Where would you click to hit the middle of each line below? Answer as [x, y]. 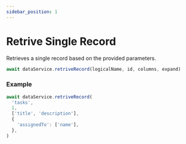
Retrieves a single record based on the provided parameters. [81, 58]
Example [19, 85]
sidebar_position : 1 [32, 12]
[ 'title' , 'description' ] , [45, 114]
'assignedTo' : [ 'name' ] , [48, 125]
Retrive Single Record [61, 41]
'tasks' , [22, 103]
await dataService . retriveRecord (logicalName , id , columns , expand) [94, 69]
